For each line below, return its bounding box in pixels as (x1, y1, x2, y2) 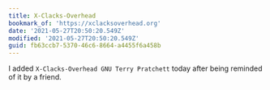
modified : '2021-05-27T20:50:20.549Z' (8, 34, 139, 43)
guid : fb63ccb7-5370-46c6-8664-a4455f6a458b (8, 42, 161, 50)
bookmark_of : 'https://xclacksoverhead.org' (8, 19, 161, 27)
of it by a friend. (8, 72, 62, 82)
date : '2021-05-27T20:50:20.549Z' (8, 27, 126, 35)
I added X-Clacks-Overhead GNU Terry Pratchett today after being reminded (8, 63, 263, 73)
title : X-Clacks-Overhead (8, 11, 96, 20)
